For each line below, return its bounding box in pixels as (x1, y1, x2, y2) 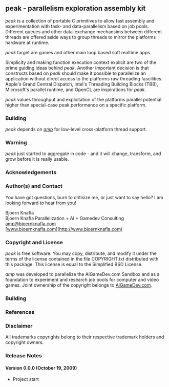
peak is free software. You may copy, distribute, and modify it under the (5, 250, 157, 256)
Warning (5, 139, 27, 146)
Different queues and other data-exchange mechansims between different (5, 28, 162, 35)
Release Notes (5, 352, 43, 359)
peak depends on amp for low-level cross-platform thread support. (5, 126, 147, 133)
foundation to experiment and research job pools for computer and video (5, 276, 159, 283)
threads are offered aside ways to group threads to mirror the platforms (5, 34, 156, 40)
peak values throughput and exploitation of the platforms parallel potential (5, 96, 162, 102)
